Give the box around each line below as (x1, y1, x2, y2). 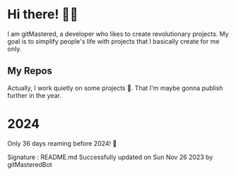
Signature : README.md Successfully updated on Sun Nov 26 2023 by (7, 153, 213, 161)
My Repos (7, 65, 53, 77)
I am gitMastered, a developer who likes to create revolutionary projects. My (7, 30, 229, 38)
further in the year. (7, 91, 61, 99)
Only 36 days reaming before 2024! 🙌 (7, 139, 117, 147)
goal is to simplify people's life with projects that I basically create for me (7, 37, 220, 45)
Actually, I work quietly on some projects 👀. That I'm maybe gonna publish (7, 84, 223, 92)
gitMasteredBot (7, 160, 52, 168)
